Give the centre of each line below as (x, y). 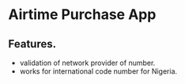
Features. (32, 44)
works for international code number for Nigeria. (98, 71)
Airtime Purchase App (82, 15)
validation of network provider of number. (87, 63)
